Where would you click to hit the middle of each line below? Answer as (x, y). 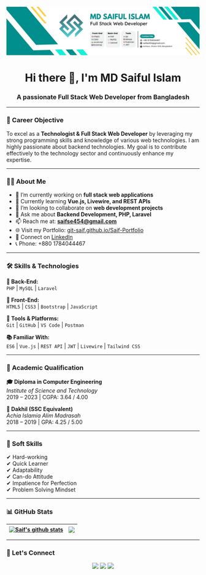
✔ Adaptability (25, 470)
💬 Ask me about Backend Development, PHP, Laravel (83, 214)
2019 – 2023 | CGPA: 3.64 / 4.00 (47, 397)
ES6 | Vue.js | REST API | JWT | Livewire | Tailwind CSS (74, 346)
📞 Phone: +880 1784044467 (50, 244)
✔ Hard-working (27, 457)
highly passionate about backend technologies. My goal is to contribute (97, 147)
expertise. (19, 160)
